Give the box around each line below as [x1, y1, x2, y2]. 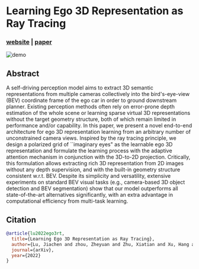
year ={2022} [11, 252, 41, 258]
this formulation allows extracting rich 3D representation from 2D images [6, 160, 184, 167]
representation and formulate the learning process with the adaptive [6, 147, 173, 155]
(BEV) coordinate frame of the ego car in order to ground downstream [6, 97, 176, 104]
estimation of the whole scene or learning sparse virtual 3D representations [6, 110, 191, 117]
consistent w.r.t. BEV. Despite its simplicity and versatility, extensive [6, 172, 171, 180]
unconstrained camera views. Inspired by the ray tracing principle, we [6, 134, 176, 142]
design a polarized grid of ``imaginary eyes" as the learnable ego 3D [6, 141, 173, 148]
